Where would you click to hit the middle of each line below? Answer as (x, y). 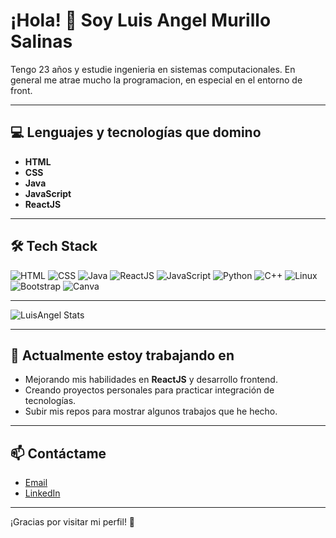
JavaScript (48, 193)
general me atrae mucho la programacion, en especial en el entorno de (156, 80)
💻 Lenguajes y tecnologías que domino (136, 132)
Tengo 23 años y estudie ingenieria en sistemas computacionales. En (153, 69)
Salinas (41, 41)
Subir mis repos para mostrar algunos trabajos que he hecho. (151, 411)
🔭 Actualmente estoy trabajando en (122, 355)
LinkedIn (42, 493)
